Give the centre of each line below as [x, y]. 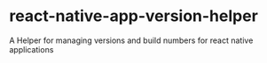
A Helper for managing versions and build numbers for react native [131, 40]
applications [31, 49]
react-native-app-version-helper [134, 16]
